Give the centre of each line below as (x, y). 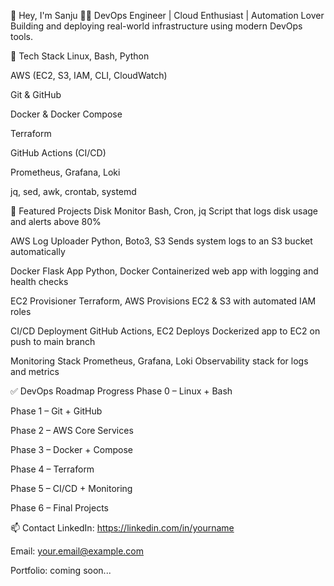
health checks (39, 281)
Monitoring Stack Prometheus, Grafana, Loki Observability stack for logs (159, 361)
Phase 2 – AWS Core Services (72, 430)
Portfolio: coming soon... (61, 570)
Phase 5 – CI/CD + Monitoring (71, 488)
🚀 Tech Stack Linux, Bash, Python (80, 56)
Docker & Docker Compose (66, 114)
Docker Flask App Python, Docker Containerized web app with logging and (164, 271)
